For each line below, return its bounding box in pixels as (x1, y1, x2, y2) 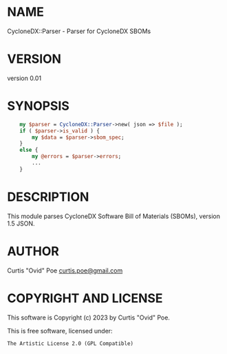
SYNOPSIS (7, 98, 70, 114)
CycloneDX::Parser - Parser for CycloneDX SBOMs (7, 27, 151, 35)
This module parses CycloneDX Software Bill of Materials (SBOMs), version (7, 212, 221, 220)
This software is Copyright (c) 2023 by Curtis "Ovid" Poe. (7, 313, 171, 322)
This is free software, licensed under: (7, 326, 113, 335)
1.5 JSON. (7, 219, 36, 228)
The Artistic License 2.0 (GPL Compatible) (7, 340, 134, 347)
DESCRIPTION (7, 189, 89, 204)
